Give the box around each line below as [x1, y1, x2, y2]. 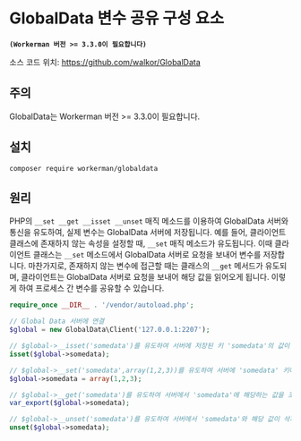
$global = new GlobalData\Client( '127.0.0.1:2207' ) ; [9, 326, 211, 335]
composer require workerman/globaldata [9, 164, 159, 173]
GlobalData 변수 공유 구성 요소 [9, 8, 225, 29]
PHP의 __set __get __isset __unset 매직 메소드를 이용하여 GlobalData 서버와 [9, 216, 289, 226]
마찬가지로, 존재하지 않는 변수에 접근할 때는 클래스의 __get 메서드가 [28, 260, 263, 271]
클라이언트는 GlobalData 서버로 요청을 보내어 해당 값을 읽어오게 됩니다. [21, 272, 270, 283]
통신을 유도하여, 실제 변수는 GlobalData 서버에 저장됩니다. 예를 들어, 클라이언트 [9, 227, 287, 238]
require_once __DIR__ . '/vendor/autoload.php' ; [9, 301, 194, 310]
